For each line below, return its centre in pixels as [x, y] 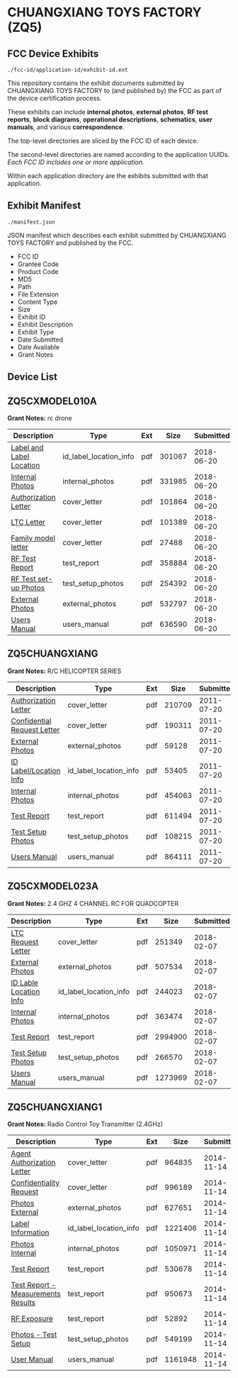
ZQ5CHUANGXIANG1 [55, 1107]
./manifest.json [31, 222]
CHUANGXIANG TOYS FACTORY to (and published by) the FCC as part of [114, 91]
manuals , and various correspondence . [66, 127]
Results [23, 1303]
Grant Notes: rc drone [40, 418]
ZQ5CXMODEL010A [52, 401]
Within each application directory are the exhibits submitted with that [108, 176]
